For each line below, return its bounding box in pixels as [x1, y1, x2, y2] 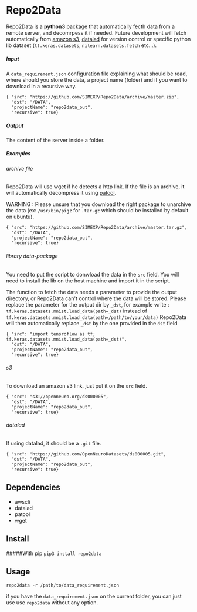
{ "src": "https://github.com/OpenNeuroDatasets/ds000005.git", [6, 451, 167, 457]
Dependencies [6, 483, 60, 493]
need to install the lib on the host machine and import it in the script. [6, 277, 171, 284]
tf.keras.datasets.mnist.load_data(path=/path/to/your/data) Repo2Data [6, 313, 187, 321]
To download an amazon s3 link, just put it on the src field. [6, 382, 148, 389]
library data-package [6, 252, 58, 260]
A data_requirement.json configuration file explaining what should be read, [6, 70, 188, 77]
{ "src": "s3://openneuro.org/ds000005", [6, 394, 109, 400]
